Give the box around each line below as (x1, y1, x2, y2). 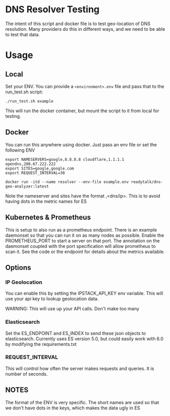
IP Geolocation (5, 278, 42, 285)
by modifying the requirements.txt (5, 341, 77, 347)
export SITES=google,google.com (5, 165, 74, 171)
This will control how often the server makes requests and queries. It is (5, 365, 154, 371)
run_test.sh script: (5, 89, 43, 95)
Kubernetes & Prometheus (5, 213, 91, 222)
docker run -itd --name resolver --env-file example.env (5, 179, 129, 184)
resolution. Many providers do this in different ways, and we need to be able (5, 26, 165, 32)
